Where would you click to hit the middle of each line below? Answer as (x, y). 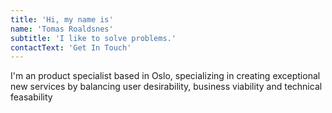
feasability (31, 97)
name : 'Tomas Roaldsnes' (62, 29)
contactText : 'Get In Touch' (71, 47)
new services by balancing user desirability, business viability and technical (166, 87)
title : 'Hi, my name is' (62, 19)
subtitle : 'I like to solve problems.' (93, 38)
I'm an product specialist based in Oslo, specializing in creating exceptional (165, 76)
